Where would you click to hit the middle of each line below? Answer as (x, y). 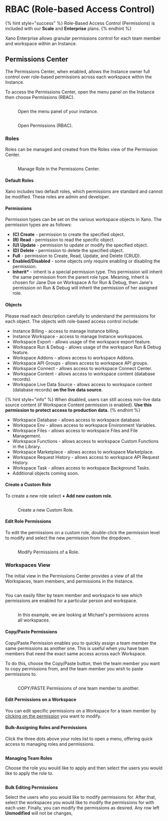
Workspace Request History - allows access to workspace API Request (86, 457)
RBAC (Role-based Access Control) (80, 9)
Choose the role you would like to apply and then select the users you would (84, 768)
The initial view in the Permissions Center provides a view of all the (74, 576)
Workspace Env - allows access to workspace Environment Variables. (84, 425)
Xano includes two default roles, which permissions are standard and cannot (84, 191)
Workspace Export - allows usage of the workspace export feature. (82, 341)
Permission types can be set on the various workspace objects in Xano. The (83, 219)
